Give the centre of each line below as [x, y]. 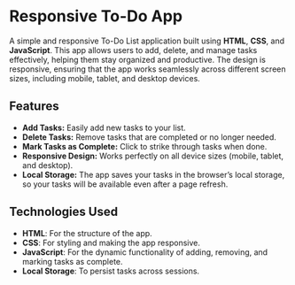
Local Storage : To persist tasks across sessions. [111, 271]
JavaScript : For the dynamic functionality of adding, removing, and [145, 252]
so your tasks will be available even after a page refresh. [125, 184]
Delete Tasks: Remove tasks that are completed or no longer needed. [149, 137]
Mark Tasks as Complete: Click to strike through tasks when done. [144, 146]
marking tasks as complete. [72, 261]
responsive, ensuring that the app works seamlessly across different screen [147, 69]
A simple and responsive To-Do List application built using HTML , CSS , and [147, 41]
